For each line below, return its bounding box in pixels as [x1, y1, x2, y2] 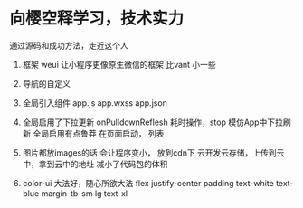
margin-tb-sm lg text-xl [41, 187, 128, 199]
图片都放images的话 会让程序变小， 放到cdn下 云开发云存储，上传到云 [22, 147, 285, 158]
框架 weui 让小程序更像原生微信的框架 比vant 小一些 [22, 59, 217, 70]
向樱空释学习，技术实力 [9, 8, 185, 29]
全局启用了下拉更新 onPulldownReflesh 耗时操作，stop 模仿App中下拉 [22, 117, 283, 128]
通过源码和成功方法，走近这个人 [9, 40, 128, 51]
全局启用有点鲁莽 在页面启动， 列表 [33, 128, 165, 138]
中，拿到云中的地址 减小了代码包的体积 [22, 158, 168, 169]
